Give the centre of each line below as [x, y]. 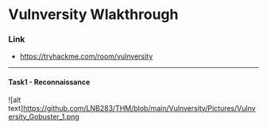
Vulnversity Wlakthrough [93, 15]
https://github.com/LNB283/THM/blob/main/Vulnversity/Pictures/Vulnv [139, 108]
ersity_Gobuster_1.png [44, 116]
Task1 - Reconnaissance [49, 82]
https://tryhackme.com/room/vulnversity [86, 56]
